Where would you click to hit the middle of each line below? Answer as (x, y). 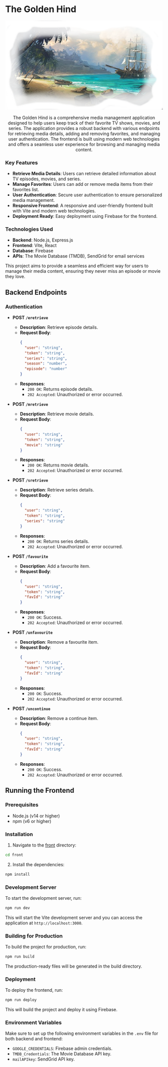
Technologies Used (29, 229)
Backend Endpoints (36, 292)
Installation (19, 834)
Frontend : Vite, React (34, 246)
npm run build (20, 957)
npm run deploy (21, 1000)
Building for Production (34, 936)
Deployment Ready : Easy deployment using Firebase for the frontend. (85, 216)
